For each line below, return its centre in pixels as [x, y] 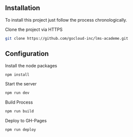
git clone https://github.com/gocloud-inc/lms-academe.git [67, 38]
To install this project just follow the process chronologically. [66, 20]
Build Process [19, 102]
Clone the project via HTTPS [34, 29]
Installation [23, 8]
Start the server [21, 84]
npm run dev [17, 93]
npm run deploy [21, 130]
